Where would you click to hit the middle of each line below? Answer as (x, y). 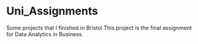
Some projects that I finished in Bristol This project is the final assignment (99, 28)
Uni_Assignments (52, 11)
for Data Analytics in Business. (45, 34)
